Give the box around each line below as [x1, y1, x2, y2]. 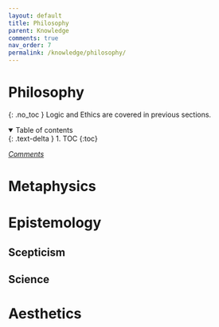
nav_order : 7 [8, 42, 52, 50]
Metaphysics [8, 177, 97, 196]
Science [8, 273, 50, 286]
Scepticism [8, 245, 66, 259]
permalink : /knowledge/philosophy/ [8, 49, 127, 57]
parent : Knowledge [8, 26, 69, 34]
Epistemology [8, 213, 102, 232]
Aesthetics [8, 305, 82, 323]
